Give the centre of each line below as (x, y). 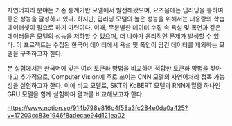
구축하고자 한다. (41, 53)
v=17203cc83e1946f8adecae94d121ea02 (66, 115)
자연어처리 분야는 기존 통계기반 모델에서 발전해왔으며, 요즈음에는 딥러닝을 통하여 (115, 10)
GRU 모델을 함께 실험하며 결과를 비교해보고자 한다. (75, 94)
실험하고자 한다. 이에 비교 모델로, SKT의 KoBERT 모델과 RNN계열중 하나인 (120, 85)
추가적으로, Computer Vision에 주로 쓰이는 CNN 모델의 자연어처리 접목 (116, 77)
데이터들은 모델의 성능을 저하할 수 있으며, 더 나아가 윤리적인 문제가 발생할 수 (110, 36)
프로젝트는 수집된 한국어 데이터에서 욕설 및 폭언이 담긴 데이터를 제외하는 (121, 45)
